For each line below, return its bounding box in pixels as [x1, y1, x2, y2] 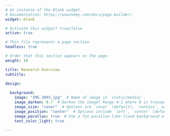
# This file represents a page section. [5, 40, 92, 45]
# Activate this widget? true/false [5, 26, 82, 31]
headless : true [5, 44, 37, 49]
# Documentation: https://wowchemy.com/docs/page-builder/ [5, 12, 133, 17]
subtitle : [5, 72, 26, 77]
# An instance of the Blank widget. [5, 7, 82, 13]
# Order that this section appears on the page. [5, 53, 110, 58]
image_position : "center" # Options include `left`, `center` [14, 109, 151, 114]
